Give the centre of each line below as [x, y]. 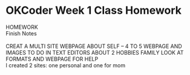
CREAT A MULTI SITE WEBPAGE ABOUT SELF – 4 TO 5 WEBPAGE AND [94, 46]
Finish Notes [21, 33]
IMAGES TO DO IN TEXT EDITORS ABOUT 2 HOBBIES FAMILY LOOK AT [95, 52]
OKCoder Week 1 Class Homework [94, 10]
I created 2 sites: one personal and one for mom [65, 65]
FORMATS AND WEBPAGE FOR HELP [52, 59]
